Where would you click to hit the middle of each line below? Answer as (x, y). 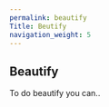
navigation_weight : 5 (50, 34)
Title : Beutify (38, 26)
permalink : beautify (49, 18)
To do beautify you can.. (55, 93)
